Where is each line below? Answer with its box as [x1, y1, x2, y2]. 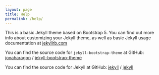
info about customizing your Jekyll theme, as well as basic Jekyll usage [5, 35, 151, 41]
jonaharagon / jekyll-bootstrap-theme [5, 55, 82, 61]
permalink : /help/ [5, 16, 43, 21]
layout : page [5, 7, 32, 12]
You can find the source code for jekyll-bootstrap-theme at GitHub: [5, 50, 144, 55]
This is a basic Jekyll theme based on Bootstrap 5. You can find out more [5, 30, 155, 36]
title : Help [5, 12, 30, 17]
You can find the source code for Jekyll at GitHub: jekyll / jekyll [5, 64, 134, 70]
